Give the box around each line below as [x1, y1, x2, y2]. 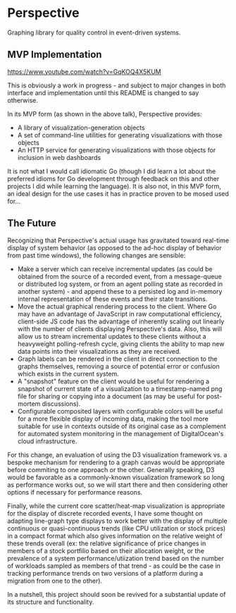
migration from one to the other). [7, 576, 103, 585]
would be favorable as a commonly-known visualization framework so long [7, 473, 225, 481]
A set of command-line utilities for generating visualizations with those [17, 130, 223, 139]
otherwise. [7, 96, 39, 104]
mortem [17, 400, 41, 408]
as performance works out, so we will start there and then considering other [7, 481, 228, 489]
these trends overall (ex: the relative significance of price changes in [7, 539, 206, 547]
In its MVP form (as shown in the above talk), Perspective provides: [7, 109, 202, 118]
